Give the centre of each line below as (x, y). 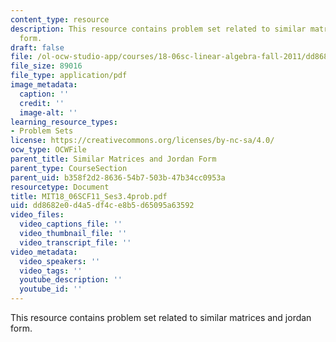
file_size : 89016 (46, 66)
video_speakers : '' (60, 261)
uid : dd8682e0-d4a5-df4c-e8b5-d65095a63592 (102, 206)
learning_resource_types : (64, 122)
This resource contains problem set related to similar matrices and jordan (161, 317)
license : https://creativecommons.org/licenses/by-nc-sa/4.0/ (142, 141)
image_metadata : (44, 85)
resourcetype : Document (60, 187)
